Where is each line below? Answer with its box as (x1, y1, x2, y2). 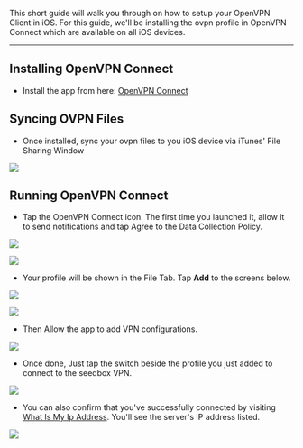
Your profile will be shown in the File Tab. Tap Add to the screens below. (22, 272, 291, 283)
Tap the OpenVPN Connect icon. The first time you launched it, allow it (22, 212, 285, 223)
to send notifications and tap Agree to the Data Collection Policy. (22, 221, 263, 233)
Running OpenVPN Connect (9, 188, 169, 204)
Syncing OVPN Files (9, 112, 124, 127)
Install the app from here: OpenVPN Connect (22, 85, 188, 96)
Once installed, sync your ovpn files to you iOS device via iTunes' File (22, 135, 281, 146)
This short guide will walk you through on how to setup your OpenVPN (9, 8, 271, 18)
